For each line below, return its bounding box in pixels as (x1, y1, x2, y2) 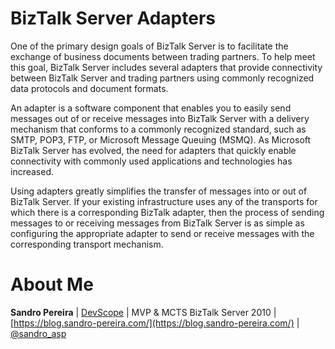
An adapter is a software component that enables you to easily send (10, 102, 292, 114)
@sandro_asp (10, 327, 67, 339)
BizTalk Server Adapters (10, 7, 216, 30)
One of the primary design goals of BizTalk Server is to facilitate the (10, 40, 289, 52)
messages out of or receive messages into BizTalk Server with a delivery (10, 112, 310, 124)
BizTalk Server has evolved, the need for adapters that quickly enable (10, 144, 297, 156)
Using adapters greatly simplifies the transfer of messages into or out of (10, 185, 308, 197)
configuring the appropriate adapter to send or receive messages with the (10, 227, 315, 239)
